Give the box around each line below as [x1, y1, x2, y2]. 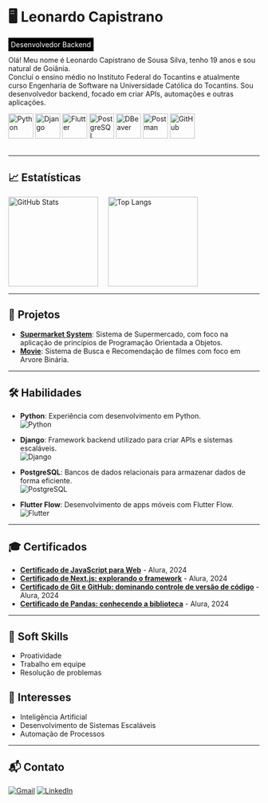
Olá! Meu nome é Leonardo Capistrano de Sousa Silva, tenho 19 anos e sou [8, 55, 256, 65]
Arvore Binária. [19, 354, 69, 364]
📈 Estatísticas [8, 171, 81, 185]
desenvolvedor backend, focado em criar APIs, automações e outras [8, 89, 234, 98]
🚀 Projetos [8, 308, 61, 321]
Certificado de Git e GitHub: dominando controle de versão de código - [19, 582, 260, 592]
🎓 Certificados [8, 540, 88, 553]
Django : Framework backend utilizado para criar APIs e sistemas [19, 435, 233, 445]
